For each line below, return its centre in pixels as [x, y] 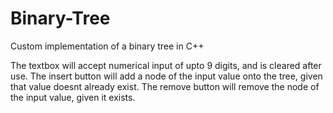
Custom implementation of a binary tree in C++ [107, 46]
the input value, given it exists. [73, 97]
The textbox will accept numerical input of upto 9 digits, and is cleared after [166, 65]
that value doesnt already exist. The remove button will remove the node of [165, 86]
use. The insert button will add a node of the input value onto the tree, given [166, 76]
